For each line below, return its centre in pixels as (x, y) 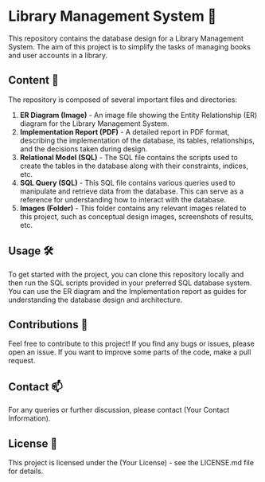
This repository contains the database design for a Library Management (126, 38)
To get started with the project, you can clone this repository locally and (126, 274)
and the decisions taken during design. (84, 149)
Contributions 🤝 (48, 325)
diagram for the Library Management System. (94, 123)
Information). (29, 418)
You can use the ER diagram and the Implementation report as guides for (127, 291)
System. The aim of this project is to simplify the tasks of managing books (129, 46)
